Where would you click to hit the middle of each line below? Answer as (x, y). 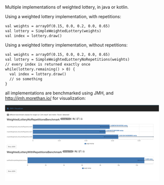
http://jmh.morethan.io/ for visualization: (45, 98)
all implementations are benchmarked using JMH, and (59, 93)
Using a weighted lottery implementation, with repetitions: (63, 16)
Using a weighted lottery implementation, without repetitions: (66, 45)
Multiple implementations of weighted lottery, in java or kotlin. (67, 7)
